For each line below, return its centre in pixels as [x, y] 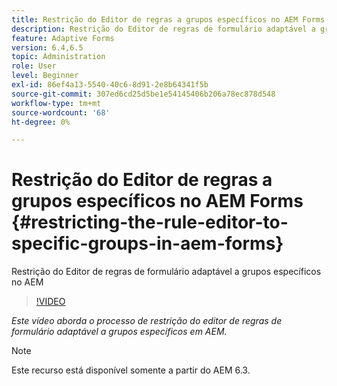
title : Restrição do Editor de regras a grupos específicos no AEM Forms [168, 19]
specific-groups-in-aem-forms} [147, 243]
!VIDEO [50, 302]
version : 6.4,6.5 [47, 47]
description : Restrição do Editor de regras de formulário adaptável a [163, 29]
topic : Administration [58, 57]
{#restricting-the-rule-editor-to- [150, 222]
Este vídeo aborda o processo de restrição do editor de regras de [147, 321]
